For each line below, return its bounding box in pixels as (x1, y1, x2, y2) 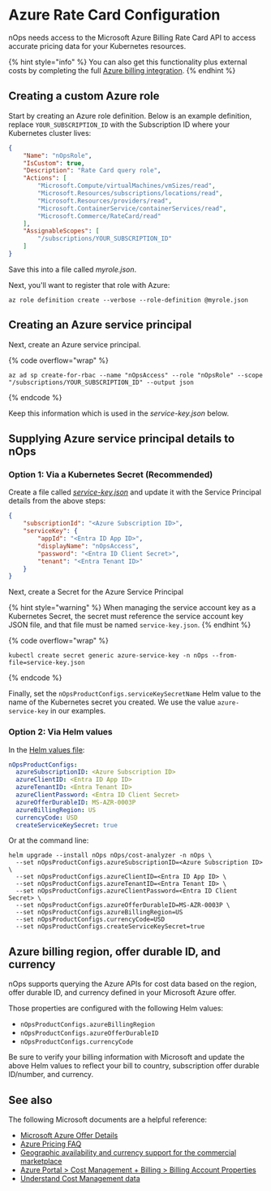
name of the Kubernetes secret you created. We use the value (8, 697, 216, 707)
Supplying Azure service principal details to (8, 432, 235, 446)
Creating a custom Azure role (8, 89, 160, 103)
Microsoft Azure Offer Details (19, 1131, 118, 1141)
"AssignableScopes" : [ (23, 227, 100, 235)
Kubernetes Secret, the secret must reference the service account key (8, 612, 243, 622)
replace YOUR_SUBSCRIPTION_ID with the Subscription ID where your (8, 120, 230, 129)
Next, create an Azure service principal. (8, 339, 141, 349)
